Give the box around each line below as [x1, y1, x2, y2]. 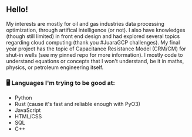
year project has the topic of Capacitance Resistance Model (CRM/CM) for [6, 45, 187, 52]
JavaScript [14, 107, 41, 114]
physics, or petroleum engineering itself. [6, 64, 104, 71]
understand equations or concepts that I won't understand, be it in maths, [6, 57, 184, 64]
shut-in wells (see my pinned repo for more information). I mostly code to [6, 51, 183, 58]
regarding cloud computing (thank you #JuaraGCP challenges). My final [6, 39, 180, 46]
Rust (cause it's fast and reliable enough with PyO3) [14, 101, 141, 108]
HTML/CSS [14, 113, 42, 120]
